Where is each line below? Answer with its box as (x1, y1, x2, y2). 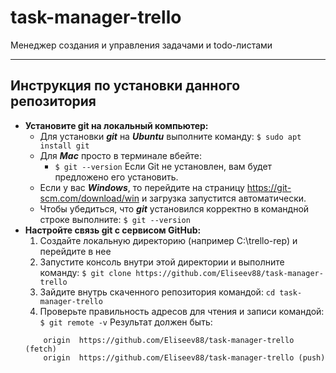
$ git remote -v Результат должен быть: (39, 316, 213, 328)
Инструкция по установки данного (10, 77, 241, 95)
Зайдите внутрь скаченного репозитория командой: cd (39, 286, 276, 298)
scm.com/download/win (39, 192, 140, 204)
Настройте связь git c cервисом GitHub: (24, 224, 202, 236)
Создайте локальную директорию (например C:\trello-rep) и (39, 234, 298, 246)
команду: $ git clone (39, 266, 132, 278)
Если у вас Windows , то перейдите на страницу (39, 181, 245, 193)
